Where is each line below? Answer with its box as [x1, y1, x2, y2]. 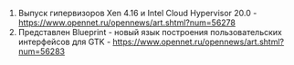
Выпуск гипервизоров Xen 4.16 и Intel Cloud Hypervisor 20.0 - [17, 8, 257, 18]
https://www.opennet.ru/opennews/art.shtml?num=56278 [17, 17, 236, 28]
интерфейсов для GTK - [17, 36, 111, 47]
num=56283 [17, 46, 66, 57]
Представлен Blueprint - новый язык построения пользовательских [17, 27, 283, 37]
